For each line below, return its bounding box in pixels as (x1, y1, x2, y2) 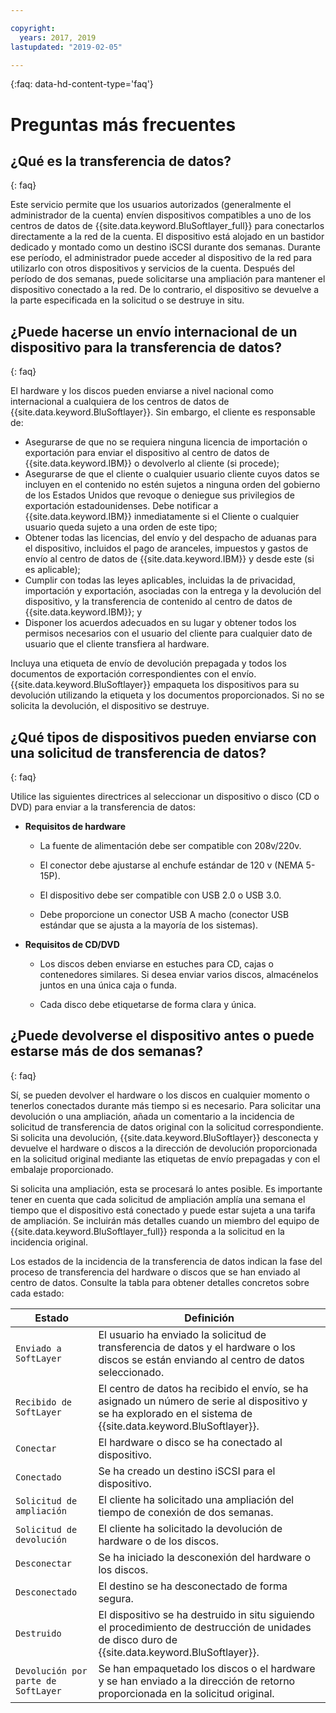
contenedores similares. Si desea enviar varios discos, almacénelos (39, 969, 319, 980)
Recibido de (15, 1396, 73, 1408)
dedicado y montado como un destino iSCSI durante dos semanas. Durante (10, 241, 321, 253)
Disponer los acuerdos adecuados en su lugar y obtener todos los (24, 617, 297, 629)
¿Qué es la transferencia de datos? (10, 152, 232, 170)
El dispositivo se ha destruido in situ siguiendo (98, 1607, 315, 1621)
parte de (15, 1675, 57, 1686)
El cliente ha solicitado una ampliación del (98, 1492, 295, 1506)
